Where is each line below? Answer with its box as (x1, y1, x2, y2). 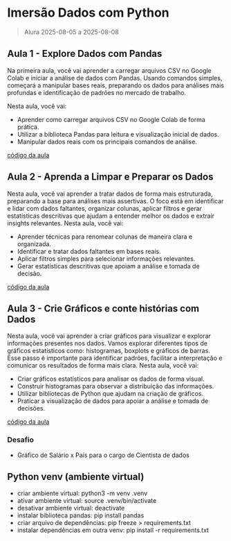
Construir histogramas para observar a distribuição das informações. (17, 382, 214, 390)
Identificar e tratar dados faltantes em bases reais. (17, 247, 161, 255)
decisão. (17, 269, 42, 277)
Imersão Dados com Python (7, 5, 169, 21)
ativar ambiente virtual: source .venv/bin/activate (17, 497, 157, 505)
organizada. (17, 239, 52, 248)
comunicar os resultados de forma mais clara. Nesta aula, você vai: (7, 361, 199, 370)
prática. (17, 123, 39, 131)
